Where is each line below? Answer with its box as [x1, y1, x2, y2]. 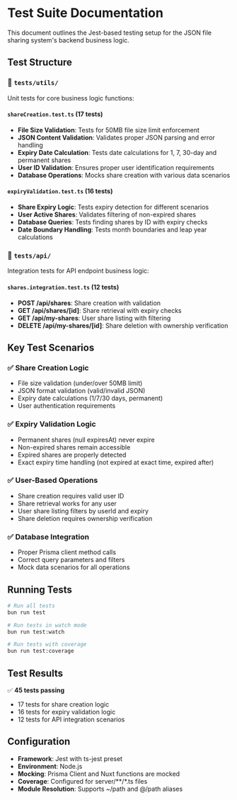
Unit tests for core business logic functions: [7, 93, 134, 102]
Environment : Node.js [17, 762, 83, 770]
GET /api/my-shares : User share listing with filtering [17, 314, 171, 322]
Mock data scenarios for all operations [17, 563, 130, 571]
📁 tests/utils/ [7, 78, 59, 88]
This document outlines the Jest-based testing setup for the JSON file [7, 28, 212, 37]
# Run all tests [7, 602, 55, 610]
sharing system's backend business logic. [7, 35, 129, 44]
